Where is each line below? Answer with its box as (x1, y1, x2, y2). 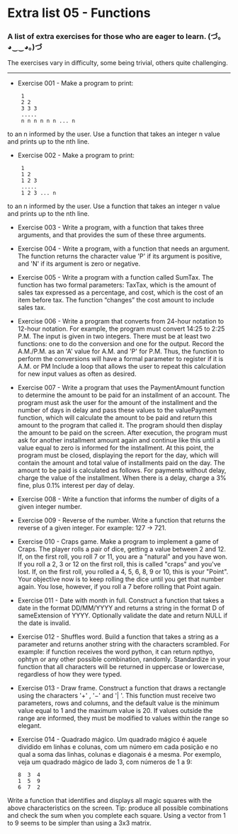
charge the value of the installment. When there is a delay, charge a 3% (17, 474, 227, 482)
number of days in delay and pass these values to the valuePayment (17, 406, 217, 415)
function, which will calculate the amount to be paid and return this (17, 413, 212, 422)
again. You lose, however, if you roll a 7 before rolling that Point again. (17, 583, 222, 591)
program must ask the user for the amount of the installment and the (17, 399, 217, 407)
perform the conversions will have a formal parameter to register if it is (17, 355, 224, 363)
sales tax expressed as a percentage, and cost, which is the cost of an (17, 288, 224, 297)
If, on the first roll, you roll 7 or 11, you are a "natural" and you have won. (17, 552, 228, 561)
